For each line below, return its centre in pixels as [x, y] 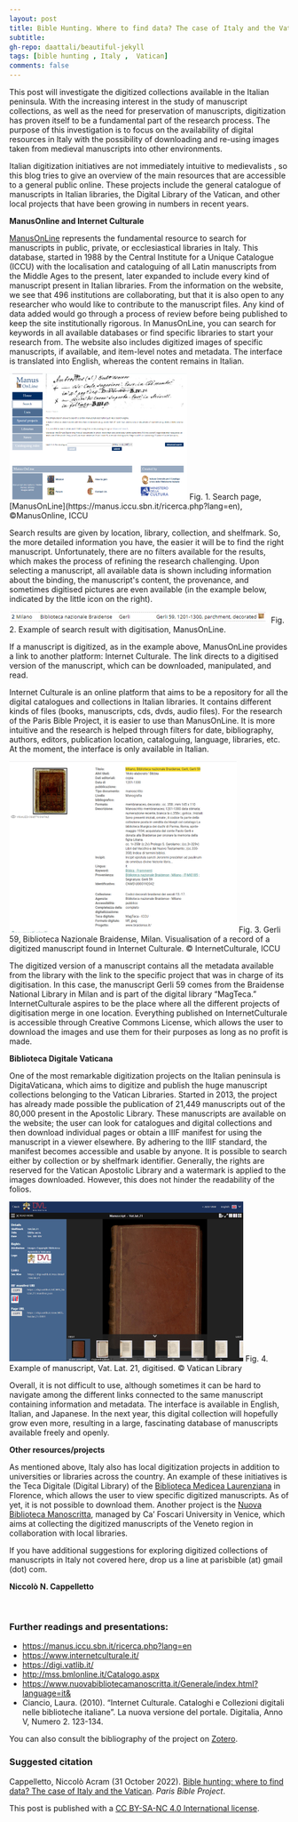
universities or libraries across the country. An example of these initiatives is [149, 1477]
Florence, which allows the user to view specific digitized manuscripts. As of [149, 1495]
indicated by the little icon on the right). [81, 599]
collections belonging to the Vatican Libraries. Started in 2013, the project [143, 1095]
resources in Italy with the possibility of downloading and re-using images [144, 139]
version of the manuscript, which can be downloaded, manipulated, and [141, 666]
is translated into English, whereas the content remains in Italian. [127, 361]
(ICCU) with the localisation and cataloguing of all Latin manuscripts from [143, 266]
